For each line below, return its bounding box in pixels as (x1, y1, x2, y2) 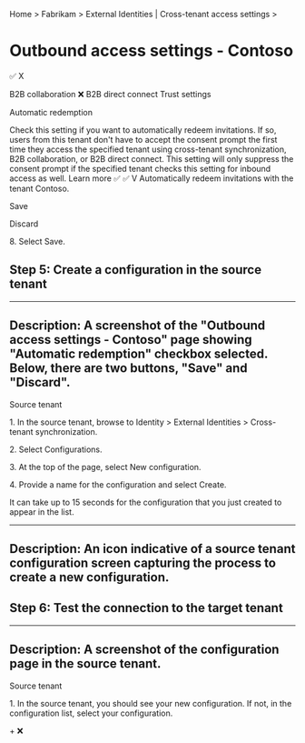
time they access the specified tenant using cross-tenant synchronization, (9, 144, 288, 155)
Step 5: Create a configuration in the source (9, 262, 261, 277)
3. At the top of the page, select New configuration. (9, 461, 202, 472)
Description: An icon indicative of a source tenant (9, 541, 296, 557)
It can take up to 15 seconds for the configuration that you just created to (9, 497, 282, 507)
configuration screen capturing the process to (9, 555, 277, 570)
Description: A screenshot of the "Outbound (9, 318, 266, 334)
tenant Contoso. (9, 183, 70, 194)
